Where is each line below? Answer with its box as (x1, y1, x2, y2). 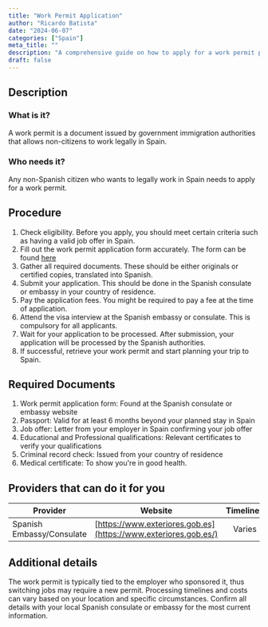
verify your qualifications (19, 441, 102, 451)
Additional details (8, 556, 98, 569)
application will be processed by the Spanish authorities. (19, 337, 206, 347)
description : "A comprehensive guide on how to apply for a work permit (8, 49, 255, 57)
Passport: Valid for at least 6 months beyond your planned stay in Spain (19, 416, 255, 426)
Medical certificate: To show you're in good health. (19, 458, 187, 468)
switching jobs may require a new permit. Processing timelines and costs (8, 585, 248, 595)
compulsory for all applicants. (19, 320, 118, 330)
